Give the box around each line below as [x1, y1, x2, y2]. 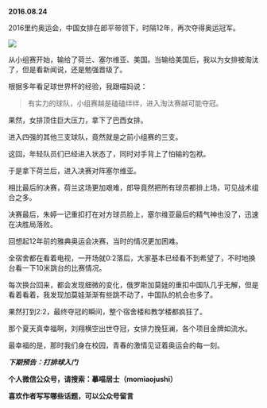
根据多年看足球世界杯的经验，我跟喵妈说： [8, 82, 148, 90]
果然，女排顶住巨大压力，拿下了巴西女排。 [8, 115, 148, 125]
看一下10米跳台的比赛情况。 [14, 264, 106, 272]
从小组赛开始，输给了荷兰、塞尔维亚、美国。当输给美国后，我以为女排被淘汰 [8, 55, 259, 64]
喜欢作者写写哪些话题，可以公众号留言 [8, 391, 133, 400]
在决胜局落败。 [8, 220, 57, 229]
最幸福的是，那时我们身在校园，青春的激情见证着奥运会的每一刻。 [8, 341, 224, 350]
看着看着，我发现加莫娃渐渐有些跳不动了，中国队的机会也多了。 [8, 290, 217, 299]
